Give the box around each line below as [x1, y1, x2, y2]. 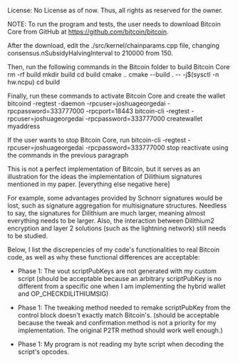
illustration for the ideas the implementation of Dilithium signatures [7, 173, 202, 180]
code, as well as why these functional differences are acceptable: [7, 253, 200, 261]
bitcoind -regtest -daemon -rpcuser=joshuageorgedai [7, 99, 166, 108]
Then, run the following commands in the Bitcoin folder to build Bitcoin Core [7, 63, 230, 71]
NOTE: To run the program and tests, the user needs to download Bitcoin [7, 20, 221, 28]
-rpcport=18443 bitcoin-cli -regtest [86, 107, 190, 115]
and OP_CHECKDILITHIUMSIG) [17, 290, 109, 298]
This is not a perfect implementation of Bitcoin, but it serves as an [7, 165, 201, 173]
